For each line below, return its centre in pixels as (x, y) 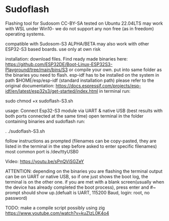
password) (16, 198)
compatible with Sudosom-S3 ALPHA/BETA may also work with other (77, 43)
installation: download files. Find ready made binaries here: (66, 59)
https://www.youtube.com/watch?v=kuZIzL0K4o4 (57, 213)
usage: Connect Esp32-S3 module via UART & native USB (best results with (84, 111)
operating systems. (25, 34)
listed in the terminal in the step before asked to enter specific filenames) (81, 146)
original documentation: (30, 86)
